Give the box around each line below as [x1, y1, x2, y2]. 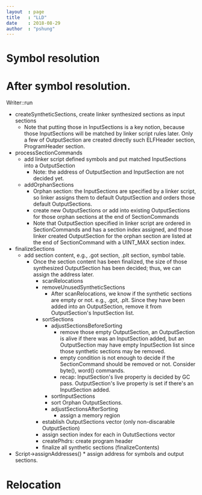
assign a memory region [60, 412, 121, 419]
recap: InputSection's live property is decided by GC [60, 373, 191, 380]
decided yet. [33, 175, 65, 182]
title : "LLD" [6, 14, 47, 20]
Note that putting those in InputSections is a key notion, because [24, 124, 185, 131]
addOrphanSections [24, 181, 74, 189]
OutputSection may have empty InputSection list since [60, 341, 195, 348]
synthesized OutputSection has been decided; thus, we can [33, 265, 181, 272]
